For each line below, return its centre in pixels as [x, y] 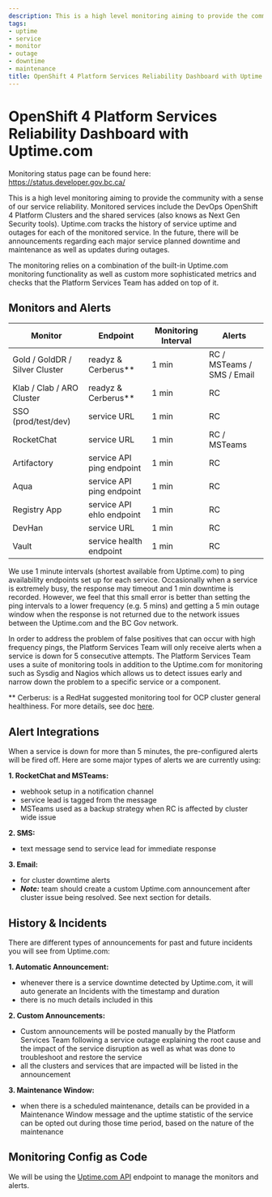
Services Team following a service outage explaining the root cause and [140, 1040]
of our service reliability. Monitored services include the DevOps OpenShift [133, 206]
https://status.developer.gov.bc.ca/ [67, 182]
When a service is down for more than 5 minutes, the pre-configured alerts [133, 751]
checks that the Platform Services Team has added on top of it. [114, 282]
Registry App [37, 510]
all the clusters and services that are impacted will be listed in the [129, 1066]
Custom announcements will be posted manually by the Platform [128, 1031]
